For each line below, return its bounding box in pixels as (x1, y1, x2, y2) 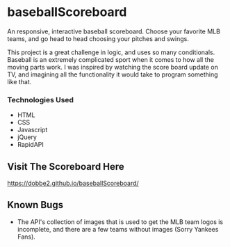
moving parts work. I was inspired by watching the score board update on (7, 63, 219, 71)
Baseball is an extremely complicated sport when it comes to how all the (7, 55, 214, 63)
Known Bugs (7, 199, 64, 211)
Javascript (17, 126, 48, 134)
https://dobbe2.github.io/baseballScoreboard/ (7, 179, 139, 188)
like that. (7, 77, 32, 86)
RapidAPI (17, 141, 44, 149)
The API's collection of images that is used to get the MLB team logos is (17, 217, 224, 226)
